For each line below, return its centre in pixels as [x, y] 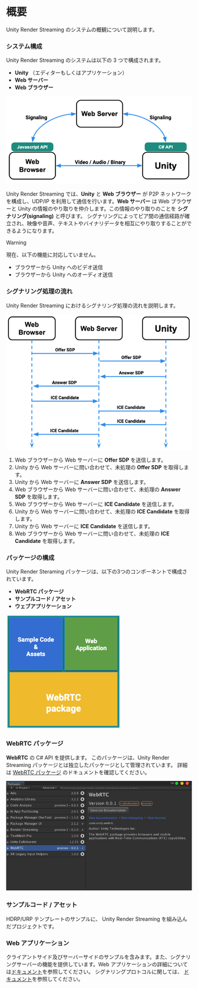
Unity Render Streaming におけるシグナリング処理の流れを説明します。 [92, 305]
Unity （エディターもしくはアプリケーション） [71, 73]
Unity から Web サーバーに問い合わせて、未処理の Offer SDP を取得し [99, 467]
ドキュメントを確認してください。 [109, 772]
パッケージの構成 [30, 558]
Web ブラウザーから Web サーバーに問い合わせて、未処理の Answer [98, 489]
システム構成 [24, 46]
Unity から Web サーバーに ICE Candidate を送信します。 [84, 526]
